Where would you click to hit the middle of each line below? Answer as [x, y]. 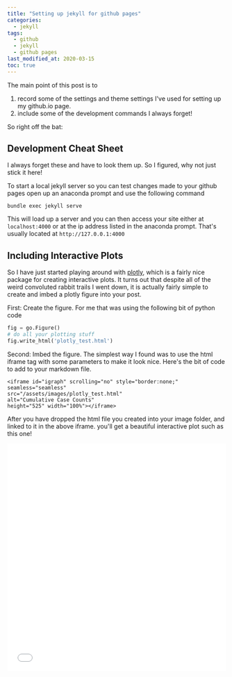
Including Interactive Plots [65, 255]
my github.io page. [44, 106]
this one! [20, 433]
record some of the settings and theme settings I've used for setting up [119, 99]
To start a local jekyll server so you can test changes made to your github [112, 186]
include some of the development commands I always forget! [105, 113]
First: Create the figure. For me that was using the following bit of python [111, 308]
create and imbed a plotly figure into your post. [74, 294]
